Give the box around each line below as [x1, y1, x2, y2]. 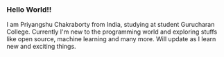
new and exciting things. [6, 43, 77, 51]
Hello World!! [6, 5, 52, 14]
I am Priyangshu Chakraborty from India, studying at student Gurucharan [6, 21, 215, 29]
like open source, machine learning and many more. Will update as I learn [6, 35, 216, 43]
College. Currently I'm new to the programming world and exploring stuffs [6, 27, 218, 36]
